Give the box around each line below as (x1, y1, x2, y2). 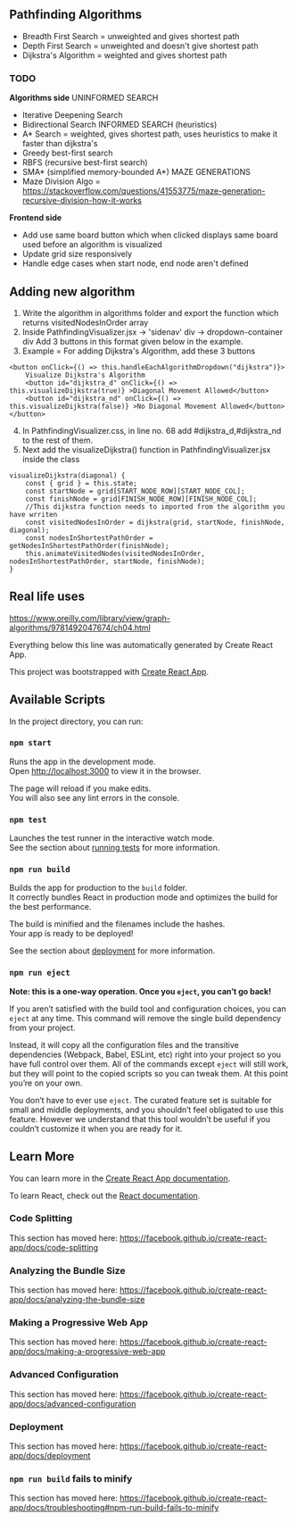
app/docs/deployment (9, 1451, 91, 1461)
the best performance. (9, 902, 92, 912)
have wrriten (9, 510, 58, 519)
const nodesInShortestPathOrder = (25, 533, 153, 543)
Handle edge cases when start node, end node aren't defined (21, 258, 249, 269)
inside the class (21, 453, 80, 464)
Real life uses (9, 589, 85, 604)
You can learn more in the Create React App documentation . (9, 1173, 231, 1184)
